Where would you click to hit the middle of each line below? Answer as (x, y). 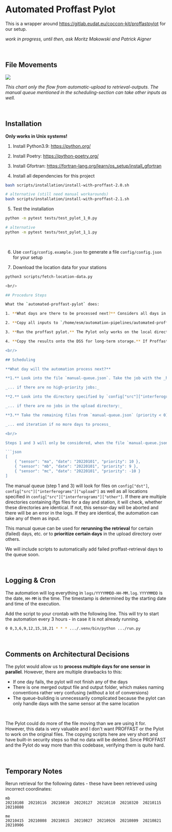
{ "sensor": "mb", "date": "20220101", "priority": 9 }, (77, 467)
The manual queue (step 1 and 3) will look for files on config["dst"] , (77, 486)
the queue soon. (23, 554)
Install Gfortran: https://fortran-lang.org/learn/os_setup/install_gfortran (87, 166)
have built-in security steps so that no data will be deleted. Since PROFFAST (86, 740)
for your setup (28, 257)
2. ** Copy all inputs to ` (34, 323)
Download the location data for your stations (60, 267)
